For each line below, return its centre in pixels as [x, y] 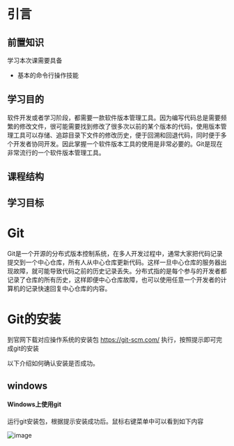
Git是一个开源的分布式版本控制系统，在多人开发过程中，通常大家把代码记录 [115, 253]
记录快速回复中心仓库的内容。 [68, 288]
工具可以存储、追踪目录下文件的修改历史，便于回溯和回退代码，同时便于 [117, 135]
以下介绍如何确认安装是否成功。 [53, 364]
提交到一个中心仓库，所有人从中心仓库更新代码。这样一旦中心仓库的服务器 [114, 262]
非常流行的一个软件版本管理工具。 [56, 152]
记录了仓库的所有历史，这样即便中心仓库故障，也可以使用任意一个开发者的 [114, 280]
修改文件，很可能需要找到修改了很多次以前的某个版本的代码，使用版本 [120, 126]
